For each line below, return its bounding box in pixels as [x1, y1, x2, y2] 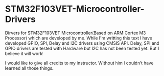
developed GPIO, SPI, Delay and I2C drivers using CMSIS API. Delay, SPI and [5, 40, 160, 46]
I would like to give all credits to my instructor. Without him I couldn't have [5, 60, 154, 66]
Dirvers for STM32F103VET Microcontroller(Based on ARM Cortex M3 [5, 30, 146, 36]
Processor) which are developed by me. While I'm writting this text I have [5, 35, 153, 41]
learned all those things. [5, 65, 54, 71]
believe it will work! [5, 50, 44, 57]
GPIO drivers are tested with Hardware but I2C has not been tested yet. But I [5, 45, 159, 51]
